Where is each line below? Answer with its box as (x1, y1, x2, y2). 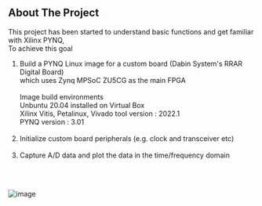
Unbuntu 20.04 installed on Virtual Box (19, 100, 145, 110)
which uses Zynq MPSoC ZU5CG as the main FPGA (19, 75, 186, 85)
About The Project (8, 6, 100, 20)
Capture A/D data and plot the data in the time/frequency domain (19, 150, 230, 160)
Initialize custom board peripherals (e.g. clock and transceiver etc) (19, 133, 235, 143)
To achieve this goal (8, 43, 73, 53)
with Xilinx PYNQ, (8, 35, 65, 45)
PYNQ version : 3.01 (19, 117, 85, 126)
